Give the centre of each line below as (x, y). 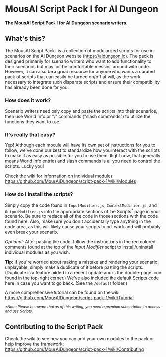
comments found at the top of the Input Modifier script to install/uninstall (79, 247)
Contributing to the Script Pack (54, 326)
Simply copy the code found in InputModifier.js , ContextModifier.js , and (81, 205)
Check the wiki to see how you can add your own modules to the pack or (80, 339)
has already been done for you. (37, 87)
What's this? (25, 38)
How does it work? (28, 100)
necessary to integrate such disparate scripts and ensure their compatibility (83, 82)
